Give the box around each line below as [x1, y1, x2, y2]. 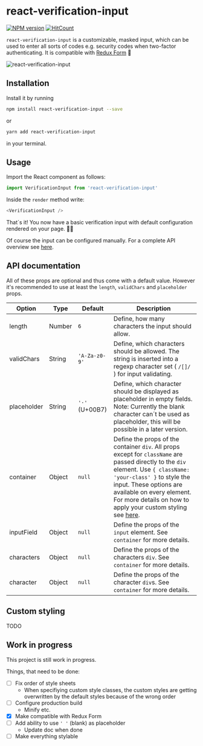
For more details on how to [114, 495, 189, 504]
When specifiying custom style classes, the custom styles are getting [24, 686, 197, 693]
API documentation [6, 261, 80, 271]
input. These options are [114, 480, 182, 488]
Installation [6, 78, 50, 88]
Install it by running [6, 94, 54, 101]
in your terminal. [6, 139, 47, 147]
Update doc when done [24, 726, 83, 733]
